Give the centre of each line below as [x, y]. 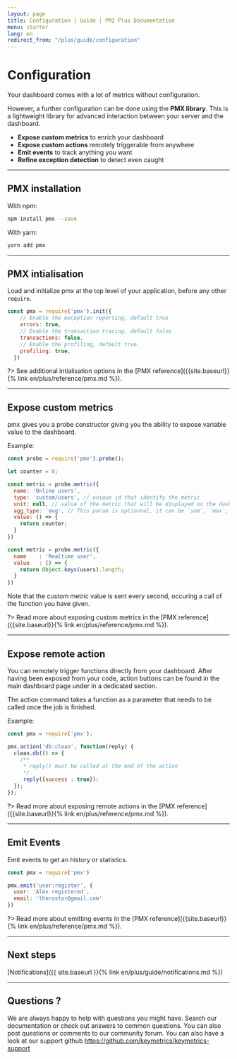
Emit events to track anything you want [75, 152]
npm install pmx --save [42, 219]
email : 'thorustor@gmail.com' [58, 899]
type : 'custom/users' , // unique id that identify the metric [107, 497]
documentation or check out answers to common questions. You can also [114, 1025]
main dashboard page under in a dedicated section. [82, 686]
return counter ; [44, 524]
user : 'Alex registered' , [52, 892]
